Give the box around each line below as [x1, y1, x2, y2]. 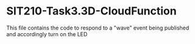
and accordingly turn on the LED [6, 30, 88, 37]
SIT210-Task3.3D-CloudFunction [6, 4, 177, 18]
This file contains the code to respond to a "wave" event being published [6, 24, 190, 31]
